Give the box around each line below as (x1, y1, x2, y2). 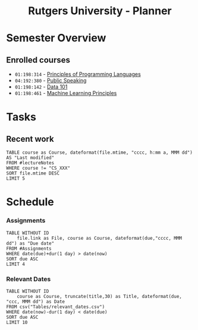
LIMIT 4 (6, 261, 26, 267)
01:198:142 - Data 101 (14, 83, 68, 90)
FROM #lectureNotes (6, 160, 55, 166)
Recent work (6, 134, 55, 144)
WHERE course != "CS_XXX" (6, 165, 70, 172)
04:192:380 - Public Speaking (14, 77, 87, 84)
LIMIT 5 (6, 176, 26, 182)
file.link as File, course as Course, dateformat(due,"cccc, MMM (17, 235, 183, 241)
